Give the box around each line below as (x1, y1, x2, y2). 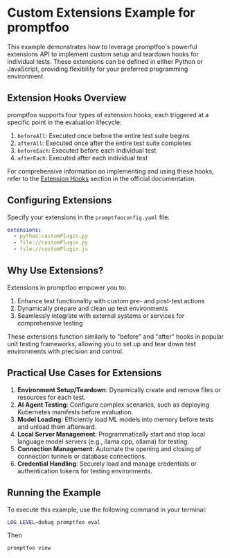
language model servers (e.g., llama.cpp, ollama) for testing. (17, 437, 189, 446)
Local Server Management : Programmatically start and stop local (17, 430, 206, 438)
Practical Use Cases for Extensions (7, 367, 162, 379)
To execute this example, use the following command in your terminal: (7, 505, 207, 514)
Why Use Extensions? (7, 265, 104, 277)
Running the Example (7, 487, 102, 499)
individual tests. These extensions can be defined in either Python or (7, 57, 203, 65)
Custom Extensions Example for (7, 5, 195, 21)
